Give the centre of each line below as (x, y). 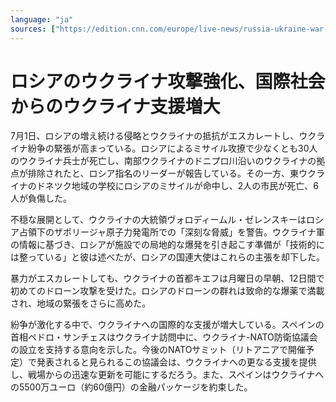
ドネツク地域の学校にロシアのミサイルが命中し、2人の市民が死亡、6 (177, 186)
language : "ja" (42, 19)
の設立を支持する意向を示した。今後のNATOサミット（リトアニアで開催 (158, 350)
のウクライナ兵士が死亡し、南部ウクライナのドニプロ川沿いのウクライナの (163, 161)
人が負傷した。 (41, 198)
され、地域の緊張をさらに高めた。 (81, 303)
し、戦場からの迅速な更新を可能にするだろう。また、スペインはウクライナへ (167, 375)
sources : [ (33, 29)
